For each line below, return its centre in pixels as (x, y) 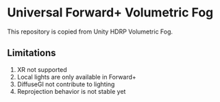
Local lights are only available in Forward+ (77, 77)
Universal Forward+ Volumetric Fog (110, 13)
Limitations (32, 53)
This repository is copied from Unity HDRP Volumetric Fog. (90, 31)
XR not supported (42, 69)
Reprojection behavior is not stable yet (71, 91)
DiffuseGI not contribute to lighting (66, 84)
